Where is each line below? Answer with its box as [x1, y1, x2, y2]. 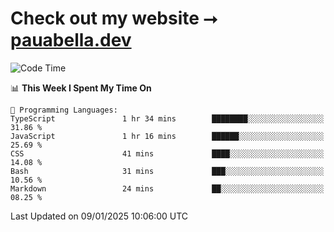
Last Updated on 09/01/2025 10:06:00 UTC [10, 210, 189, 222]
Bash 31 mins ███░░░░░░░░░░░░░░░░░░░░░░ [10, 166, 325, 176]
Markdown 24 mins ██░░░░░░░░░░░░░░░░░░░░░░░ [10, 183, 325, 194]
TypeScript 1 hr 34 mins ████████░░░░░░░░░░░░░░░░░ [10, 113, 325, 124]
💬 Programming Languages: [10, 105, 118, 115]
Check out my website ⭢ [10, 7, 218, 30]
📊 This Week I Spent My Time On [10, 82, 152, 94]
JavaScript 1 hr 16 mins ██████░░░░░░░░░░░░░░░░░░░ [10, 131, 325, 141]
